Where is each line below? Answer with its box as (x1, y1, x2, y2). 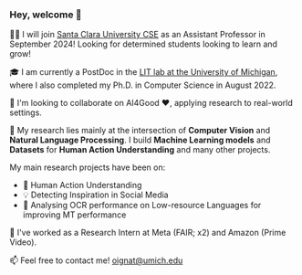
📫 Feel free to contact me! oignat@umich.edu (9, 255, 183, 266)
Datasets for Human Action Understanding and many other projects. (9, 144, 271, 155)
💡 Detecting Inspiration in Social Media (22, 189, 169, 200)
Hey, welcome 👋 (9, 8, 82, 21)
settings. (9, 107, 43, 118)
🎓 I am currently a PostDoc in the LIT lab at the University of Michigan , (9, 67, 278, 78)
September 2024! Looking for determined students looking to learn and (9, 38, 278, 49)
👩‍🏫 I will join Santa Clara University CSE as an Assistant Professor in (9, 29, 266, 40)
